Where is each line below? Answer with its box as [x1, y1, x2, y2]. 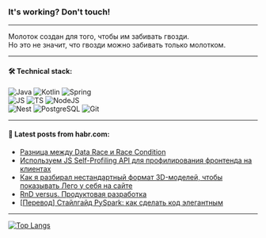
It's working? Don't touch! [8, 6, 111, 17]
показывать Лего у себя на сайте [19, 181, 133, 190]
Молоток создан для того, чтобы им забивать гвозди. [8, 32, 190, 41]
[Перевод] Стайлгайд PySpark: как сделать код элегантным [19, 198, 223, 207]
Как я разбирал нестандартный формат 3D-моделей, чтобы [19, 172, 223, 182]
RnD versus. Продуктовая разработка [19, 189, 147, 198]
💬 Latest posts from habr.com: [8, 129, 110, 139]
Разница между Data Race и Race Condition [19, 147, 166, 156]
